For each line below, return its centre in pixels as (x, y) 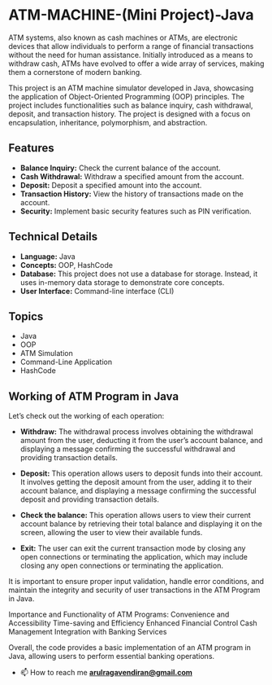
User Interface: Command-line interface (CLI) (97, 291)
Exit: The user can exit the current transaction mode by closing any (133, 548)
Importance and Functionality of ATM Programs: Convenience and (119, 615)
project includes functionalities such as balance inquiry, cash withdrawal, (131, 105)
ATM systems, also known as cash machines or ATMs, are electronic (123, 37)
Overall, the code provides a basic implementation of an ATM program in (130, 648)
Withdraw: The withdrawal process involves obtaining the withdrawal (136, 432)
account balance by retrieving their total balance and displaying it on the (141, 524)
